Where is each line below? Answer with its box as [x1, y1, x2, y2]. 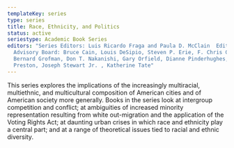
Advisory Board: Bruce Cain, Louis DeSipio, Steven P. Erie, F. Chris [13, 49, 223, 56]
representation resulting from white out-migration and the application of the [7, 110, 224, 119]
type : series [7, 17, 45, 24]
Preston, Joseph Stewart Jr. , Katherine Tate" [13, 62, 155, 69]
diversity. [7, 133, 33, 141]
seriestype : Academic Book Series [7, 36, 108, 43]
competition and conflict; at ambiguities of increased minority [7, 103, 184, 111]
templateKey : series [7, 10, 68, 17]
